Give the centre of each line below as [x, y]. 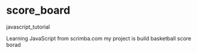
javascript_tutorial [28, 27]
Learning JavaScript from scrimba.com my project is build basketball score [99, 38]
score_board [38, 10]
